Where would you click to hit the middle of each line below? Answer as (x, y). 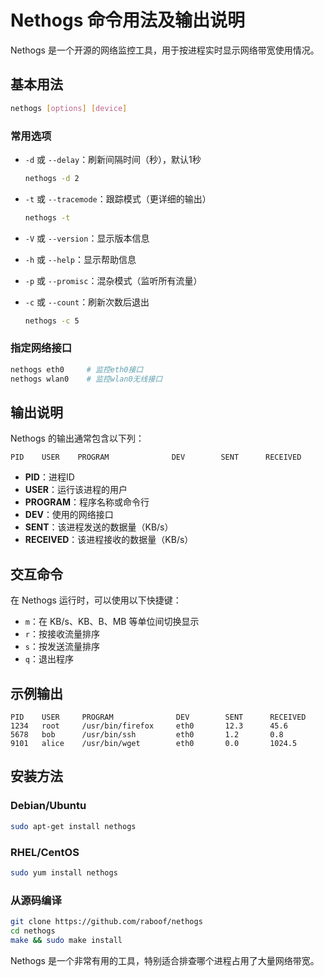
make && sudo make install (66, 940)
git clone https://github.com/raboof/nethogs (106, 922)
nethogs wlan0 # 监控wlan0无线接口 (86, 379)
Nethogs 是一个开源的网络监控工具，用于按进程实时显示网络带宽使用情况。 (165, 50)
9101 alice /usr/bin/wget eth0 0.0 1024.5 (154, 744)
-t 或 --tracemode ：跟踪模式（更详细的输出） (118, 198)
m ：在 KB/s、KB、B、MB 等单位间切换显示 (112, 622)
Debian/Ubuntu (48, 806)
